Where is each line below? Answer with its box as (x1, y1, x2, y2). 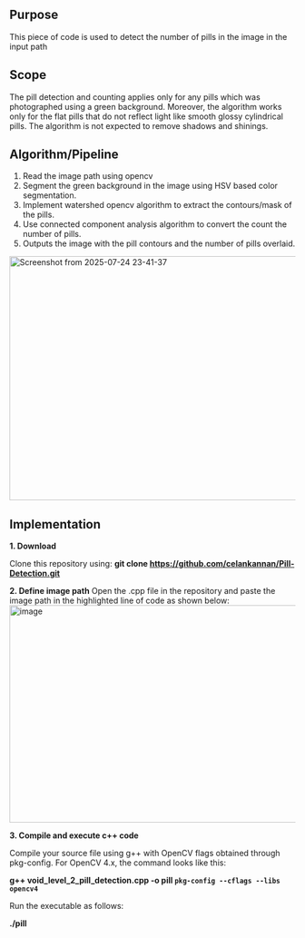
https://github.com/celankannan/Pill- (149, 558, 295, 569)
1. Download (9, 540, 57, 552)
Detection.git (9, 568, 61, 579)
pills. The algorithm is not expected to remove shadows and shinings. (9, 120, 269, 131)
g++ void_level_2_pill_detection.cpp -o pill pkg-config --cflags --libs (9, 875, 281, 886)
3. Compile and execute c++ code (9, 830, 139, 841)
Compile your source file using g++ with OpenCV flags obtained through (9, 848, 280, 859)
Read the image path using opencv (22, 171, 153, 182)
